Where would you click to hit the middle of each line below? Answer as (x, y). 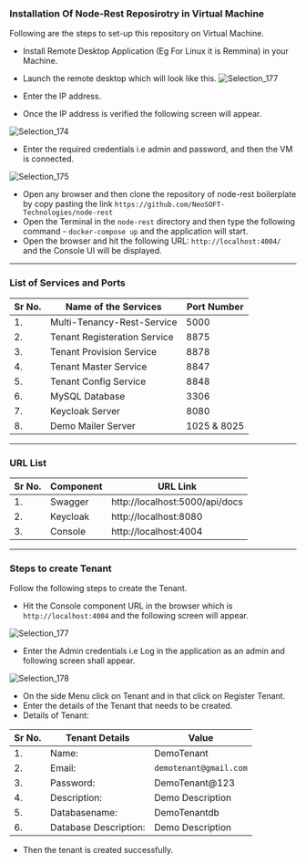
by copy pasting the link (67, 204)
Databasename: (84, 813)
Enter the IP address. (62, 96)
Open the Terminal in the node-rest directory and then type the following (159, 222)
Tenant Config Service (98, 381)
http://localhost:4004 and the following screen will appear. (135, 616)
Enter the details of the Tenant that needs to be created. (127, 706)
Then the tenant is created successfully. (98, 850)
